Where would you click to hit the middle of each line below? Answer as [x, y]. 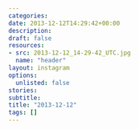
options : [23, 75]
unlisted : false [43, 83]
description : [30, 30]
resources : [27, 46]
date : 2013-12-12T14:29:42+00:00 [64, 23]
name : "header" [41, 61]
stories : [23, 90]
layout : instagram [39, 68]
